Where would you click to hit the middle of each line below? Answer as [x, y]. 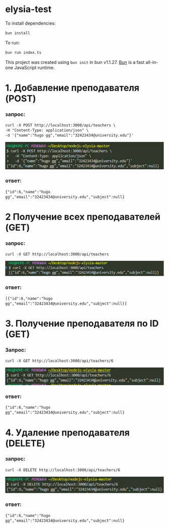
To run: [13, 43]
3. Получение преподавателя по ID [82, 323]
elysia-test [28, 9]
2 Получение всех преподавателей [83, 217]
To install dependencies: [31, 23]
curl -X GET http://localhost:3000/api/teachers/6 [59, 361]
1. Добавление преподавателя [72, 88]
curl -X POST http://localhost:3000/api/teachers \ [60, 125]
